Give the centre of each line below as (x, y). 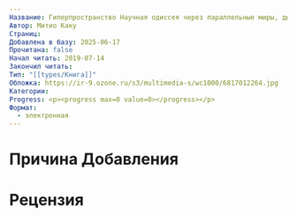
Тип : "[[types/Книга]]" (53, 75)
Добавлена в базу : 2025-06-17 (65, 42)
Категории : (29, 91)
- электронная (43, 116)
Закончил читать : (41, 67)
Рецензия (46, 200)
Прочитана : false (41, 50)
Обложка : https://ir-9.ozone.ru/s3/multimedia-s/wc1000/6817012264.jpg (144, 83)
